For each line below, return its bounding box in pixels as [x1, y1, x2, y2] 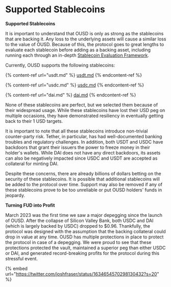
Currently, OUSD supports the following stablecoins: [5, 62, 115, 68]
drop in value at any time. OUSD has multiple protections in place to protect [5, 234, 164, 240]
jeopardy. [5, 192, 26, 198]
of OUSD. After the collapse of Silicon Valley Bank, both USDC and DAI [5, 217, 154, 224]
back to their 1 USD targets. [5, 118, 63, 124]
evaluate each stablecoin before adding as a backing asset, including [5, 47, 151, 53]
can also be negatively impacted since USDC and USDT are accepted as [5, 155, 158, 161]
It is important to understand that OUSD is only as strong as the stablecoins [5, 30, 164, 36]
